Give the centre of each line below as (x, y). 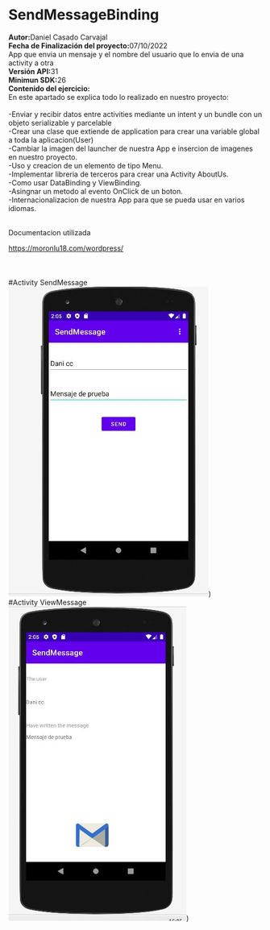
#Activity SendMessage (48, 282)
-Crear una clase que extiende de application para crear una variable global (134, 131)
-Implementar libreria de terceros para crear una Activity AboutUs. (118, 174)
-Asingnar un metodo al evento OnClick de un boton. (96, 191)
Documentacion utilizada (50, 232)
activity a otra (31, 63)
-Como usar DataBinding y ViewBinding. (75, 182)
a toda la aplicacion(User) (51, 139)
